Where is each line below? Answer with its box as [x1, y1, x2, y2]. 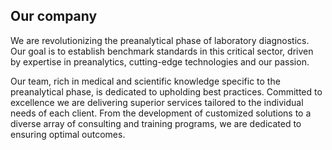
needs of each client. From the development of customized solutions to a [10, 107, 312, 119]
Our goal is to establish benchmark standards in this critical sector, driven [10, 45, 314, 57]
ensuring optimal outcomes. [10, 128, 126, 140]
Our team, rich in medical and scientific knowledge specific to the [10, 75, 281, 87]
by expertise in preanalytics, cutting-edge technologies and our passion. [10, 55, 310, 68]
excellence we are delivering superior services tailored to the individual [10, 96, 304, 108]
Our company [10, 8, 98, 25]
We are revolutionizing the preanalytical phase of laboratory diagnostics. [10, 34, 310, 46]
